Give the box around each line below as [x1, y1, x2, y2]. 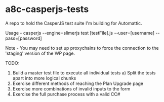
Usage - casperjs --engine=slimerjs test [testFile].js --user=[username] [5, 30, 155, 36]
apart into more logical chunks [12, 75, 76, 81]
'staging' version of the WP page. [5, 50, 75, 56]
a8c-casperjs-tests [5, 4, 89, 15]
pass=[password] [5, 35, 42, 41]
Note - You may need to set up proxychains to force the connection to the [5, 45, 159, 51]
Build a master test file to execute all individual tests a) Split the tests [12, 69, 156, 76]
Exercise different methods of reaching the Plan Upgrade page [12, 80, 143, 86]
